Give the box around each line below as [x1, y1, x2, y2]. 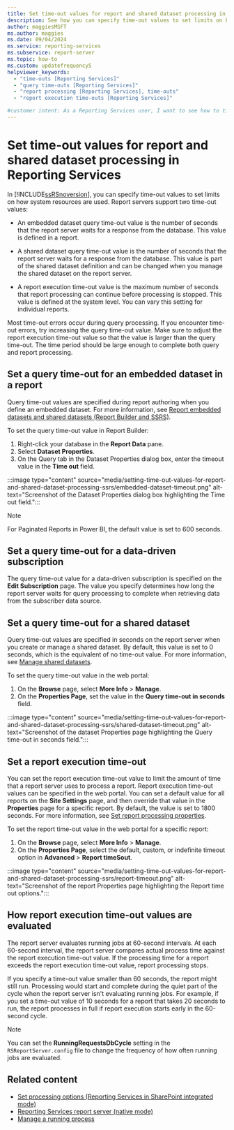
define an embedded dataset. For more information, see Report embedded [7, 405, 221, 413]
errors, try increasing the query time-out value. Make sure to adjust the [18, 325, 222, 334]
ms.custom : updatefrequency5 [7, 62, 92, 69]
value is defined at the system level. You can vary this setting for [17, 298, 203, 306]
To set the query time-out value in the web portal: [7, 671, 150, 680]
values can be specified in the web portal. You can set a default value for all [7, 789, 225, 798]
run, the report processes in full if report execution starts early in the [7, 1004, 204, 1013]
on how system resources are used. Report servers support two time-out [7, 197, 217, 206]
